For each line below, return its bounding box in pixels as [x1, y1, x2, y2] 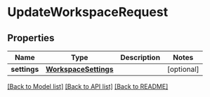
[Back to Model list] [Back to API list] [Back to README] [7, 82, 169, 91]
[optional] [166, 64, 199, 74]
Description [120, 53, 160, 62]
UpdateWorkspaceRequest [7, 4, 169, 20]
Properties [7, 32, 55, 44]
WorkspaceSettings [45, 64, 114, 74]
